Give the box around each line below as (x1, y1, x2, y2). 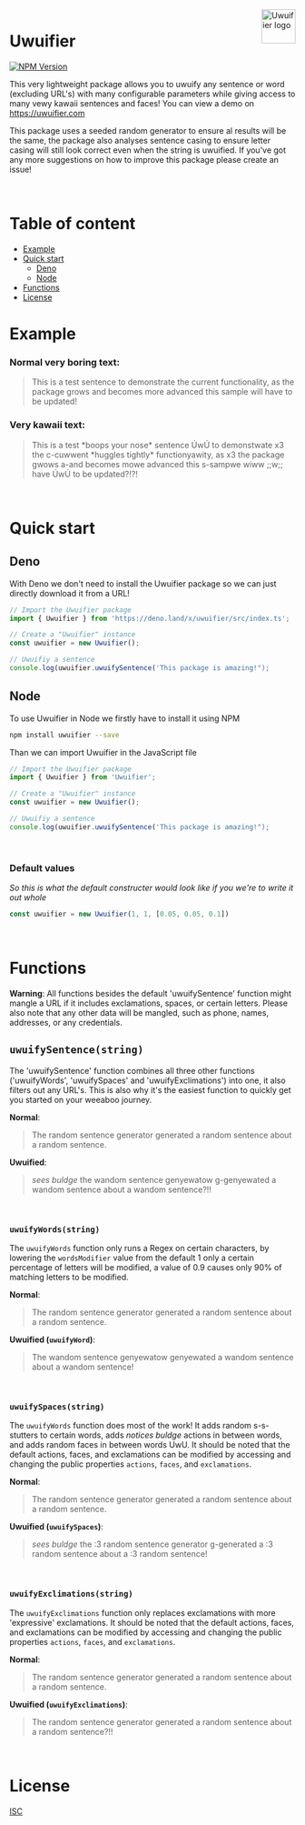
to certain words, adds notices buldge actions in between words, (40, 1429, 283, 1440)
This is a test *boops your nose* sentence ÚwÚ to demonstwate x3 (31, 439, 284, 450)
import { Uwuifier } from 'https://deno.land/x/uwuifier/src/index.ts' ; (9, 614, 290, 623)
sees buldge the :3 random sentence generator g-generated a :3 (31, 1539, 274, 1549)
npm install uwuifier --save (9, 730, 120, 739)
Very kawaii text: (9, 418, 86, 431)
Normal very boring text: (9, 356, 121, 368)
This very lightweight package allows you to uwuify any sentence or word (9, 78, 285, 89)
